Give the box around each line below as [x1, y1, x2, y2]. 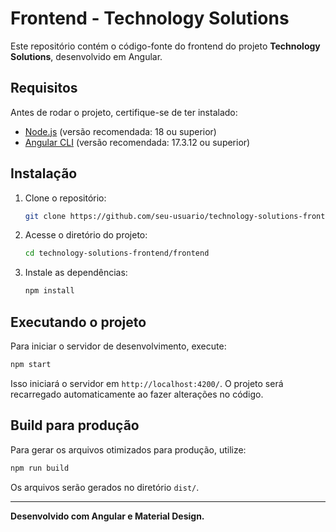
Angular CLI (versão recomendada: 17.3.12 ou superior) [24, 136, 251, 148]
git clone [24, 211, 67, 221]
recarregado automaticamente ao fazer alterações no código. [10, 388, 264, 400]
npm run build [10, 463, 70, 473]
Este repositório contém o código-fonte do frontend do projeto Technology [10, 40, 321, 52]
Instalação [10, 165, 78, 182]
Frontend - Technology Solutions [10, 7, 290, 30]
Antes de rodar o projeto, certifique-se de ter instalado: [10, 106, 238, 118]
